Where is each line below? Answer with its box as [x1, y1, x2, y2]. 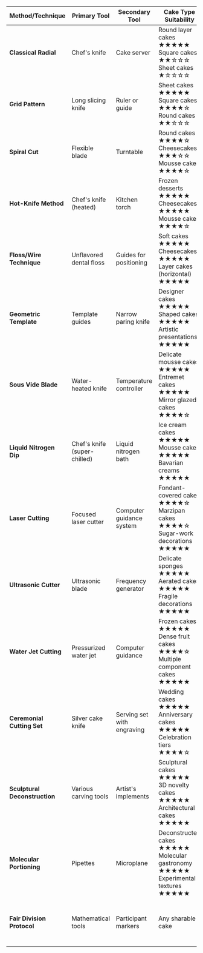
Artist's [115, 785, 137, 793]
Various [71, 785, 94, 793]
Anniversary [158, 710, 193, 718]
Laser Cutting [9, 514, 50, 522]
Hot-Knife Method [9, 200, 64, 207]
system [115, 522, 137, 530]
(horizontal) [158, 270, 192, 278]
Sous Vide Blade [9, 380, 58, 389]
